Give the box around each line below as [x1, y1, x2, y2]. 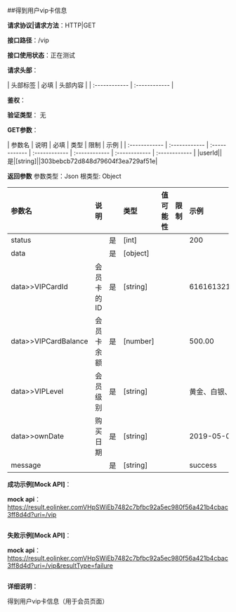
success [189, 460, 217, 470]
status [11, 235, 32, 245]
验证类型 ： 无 [7, 111, 46, 119]
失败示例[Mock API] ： [7, 531, 72, 540]
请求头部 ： [7, 66, 39, 74]
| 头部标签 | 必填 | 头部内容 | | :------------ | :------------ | [7, 81, 174, 89]
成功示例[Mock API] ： [7, 480, 72, 488]
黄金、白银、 [189, 387, 232, 396]
